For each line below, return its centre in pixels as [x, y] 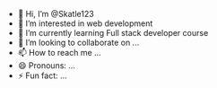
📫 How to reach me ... [59, 53]
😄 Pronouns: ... [47, 66]
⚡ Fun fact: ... [42, 75]
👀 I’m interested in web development [85, 23]
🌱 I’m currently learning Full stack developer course [113, 33]
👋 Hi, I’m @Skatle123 [56, 14]
